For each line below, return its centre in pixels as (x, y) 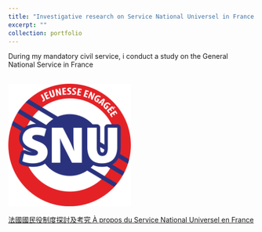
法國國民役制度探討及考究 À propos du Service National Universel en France (131, 220)
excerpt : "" (27, 25)
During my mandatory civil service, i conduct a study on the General (118, 56)
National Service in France (51, 65)
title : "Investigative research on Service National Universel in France (131, 16)
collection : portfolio (45, 33)
